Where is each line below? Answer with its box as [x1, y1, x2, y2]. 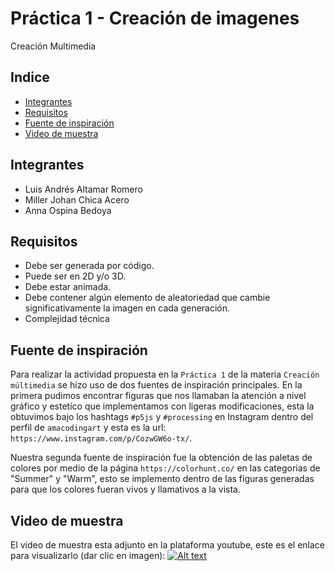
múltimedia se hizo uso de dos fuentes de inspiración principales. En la [10, 379, 303, 391]
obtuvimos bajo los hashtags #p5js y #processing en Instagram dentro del [10, 411, 314, 423]
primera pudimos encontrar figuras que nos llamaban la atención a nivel [10, 390, 307, 402]
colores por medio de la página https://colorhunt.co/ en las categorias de [10, 462, 321, 474]
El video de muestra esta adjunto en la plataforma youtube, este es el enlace [10, 539, 325, 551]
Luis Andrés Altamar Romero [24, 183, 143, 195]
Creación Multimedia [10, 40, 97, 52]
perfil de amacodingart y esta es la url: [10, 422, 167, 434]
